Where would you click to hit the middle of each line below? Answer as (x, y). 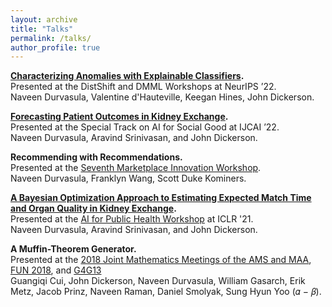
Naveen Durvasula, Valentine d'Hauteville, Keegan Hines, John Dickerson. (162, 97)
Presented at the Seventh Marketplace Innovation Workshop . (136, 168)
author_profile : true (55, 47)
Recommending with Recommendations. (96, 157)
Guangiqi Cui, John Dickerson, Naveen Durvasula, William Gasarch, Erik (158, 281)
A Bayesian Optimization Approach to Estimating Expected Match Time (161, 198)
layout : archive (44, 19)
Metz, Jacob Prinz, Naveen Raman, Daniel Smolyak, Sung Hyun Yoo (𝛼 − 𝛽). (166, 292)
